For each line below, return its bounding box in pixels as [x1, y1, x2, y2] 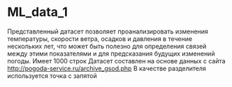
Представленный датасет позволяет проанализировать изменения [7, 27, 208, 35]
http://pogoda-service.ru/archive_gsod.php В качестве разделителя [7, 64, 206, 72]
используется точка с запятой [7, 71, 97, 80]
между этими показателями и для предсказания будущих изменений [7, 49, 215, 58]
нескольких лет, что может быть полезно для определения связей [7, 42, 207, 50]
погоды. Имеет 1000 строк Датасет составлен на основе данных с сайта [7, 56, 226, 65]
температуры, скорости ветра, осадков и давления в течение [7, 34, 193, 42]
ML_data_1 [7, 4, 68, 20]
